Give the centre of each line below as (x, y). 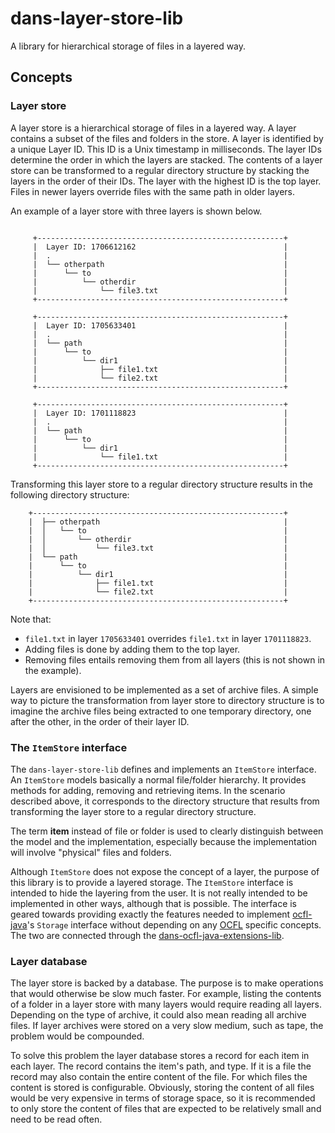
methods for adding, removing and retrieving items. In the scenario (148, 790)
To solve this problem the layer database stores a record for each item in (160, 1056)
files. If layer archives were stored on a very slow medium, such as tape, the (167, 1026)
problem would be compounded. (77, 1036)
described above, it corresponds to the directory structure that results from (165, 801)
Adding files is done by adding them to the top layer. (132, 649)
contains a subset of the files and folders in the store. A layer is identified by (167, 138)
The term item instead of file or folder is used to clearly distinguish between (167, 831)
